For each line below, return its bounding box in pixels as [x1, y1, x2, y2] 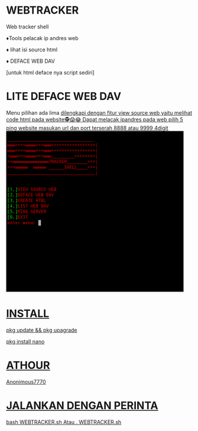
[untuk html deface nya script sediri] [6, 69, 95, 76]
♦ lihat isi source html [6, 46, 58, 53]
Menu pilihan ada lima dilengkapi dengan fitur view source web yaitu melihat [6, 109, 192, 116]
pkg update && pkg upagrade [6, 326, 78, 333]
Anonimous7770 [6, 378, 46, 385]
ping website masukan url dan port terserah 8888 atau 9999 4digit [6, 124, 168, 131]
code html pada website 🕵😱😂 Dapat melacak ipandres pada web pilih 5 [6, 116, 183, 123]
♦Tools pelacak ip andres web [6, 34, 79, 41]
